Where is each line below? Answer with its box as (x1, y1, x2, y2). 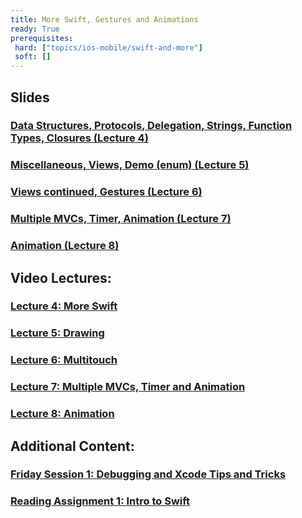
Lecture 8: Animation (10, 407, 115, 421)
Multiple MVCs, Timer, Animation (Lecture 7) (10, 212, 232, 226)
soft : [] (14, 52, 52, 62)
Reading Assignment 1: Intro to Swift (10, 494, 191, 508)
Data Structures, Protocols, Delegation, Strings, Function (10, 119, 293, 133)
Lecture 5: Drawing (10, 326, 105, 340)
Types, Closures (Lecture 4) (10, 131, 149, 145)
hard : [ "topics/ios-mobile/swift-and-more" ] (14, 42, 203, 53)
